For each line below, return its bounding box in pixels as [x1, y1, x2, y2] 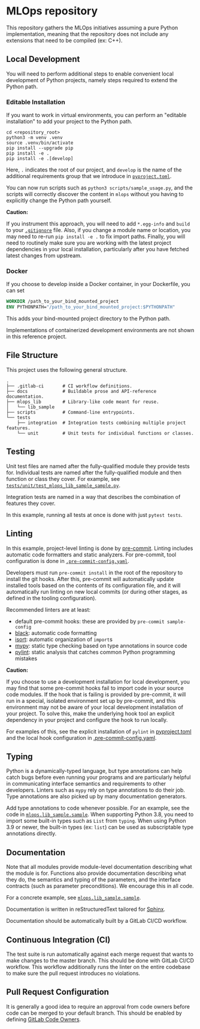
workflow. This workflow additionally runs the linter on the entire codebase [6, 963, 190, 970]
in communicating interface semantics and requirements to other [6, 780, 166, 787]
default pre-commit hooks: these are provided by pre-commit [14, 618, 165, 625]
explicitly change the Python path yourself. [6, 197, 112, 204]
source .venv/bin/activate [6, 140, 74, 146]
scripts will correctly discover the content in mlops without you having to [6, 191, 184, 198]
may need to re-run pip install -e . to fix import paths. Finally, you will [6, 233, 186, 240]
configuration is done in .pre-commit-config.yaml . [6, 557, 130, 564]
